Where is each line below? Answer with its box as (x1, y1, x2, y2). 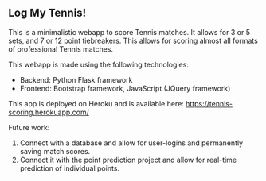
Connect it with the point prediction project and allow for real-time (19, 155, 237, 164)
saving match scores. (19, 146, 91, 156)
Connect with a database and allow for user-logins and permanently (19, 138, 244, 148)
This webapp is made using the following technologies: (8, 60, 190, 69)
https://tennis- (186, 98, 233, 108)
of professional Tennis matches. (8, 44, 114, 54)
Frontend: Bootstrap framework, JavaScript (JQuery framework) (19, 83, 231, 93)
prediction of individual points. (19, 163, 120, 173)
